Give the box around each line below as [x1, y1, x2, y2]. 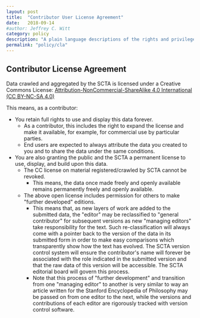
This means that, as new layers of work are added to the [32, 204, 171, 212]
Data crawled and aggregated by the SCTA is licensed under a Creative [6, 80, 181, 87]
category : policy [6, 31, 49, 37]
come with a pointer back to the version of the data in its [32, 230, 171, 237]
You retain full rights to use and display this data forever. [14, 116, 154, 123]
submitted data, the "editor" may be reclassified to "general [32, 211, 179, 218]
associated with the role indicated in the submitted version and [32, 255, 187, 263]
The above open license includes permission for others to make [23, 192, 180, 199]
